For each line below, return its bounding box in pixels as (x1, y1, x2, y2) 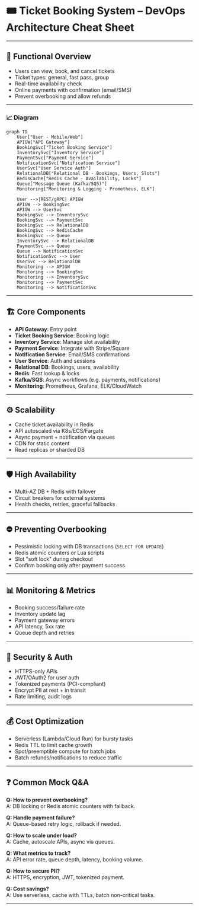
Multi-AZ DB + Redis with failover (14, 488, 96, 495)
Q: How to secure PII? (6, 867, 60, 874)
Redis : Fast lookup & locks (14, 369, 80, 376)
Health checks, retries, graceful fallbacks (14, 501, 115, 508)
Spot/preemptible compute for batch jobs (14, 748, 116, 755)
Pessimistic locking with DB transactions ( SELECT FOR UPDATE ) (14, 543, 164, 550)
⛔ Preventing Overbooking (6, 524, 107, 534)
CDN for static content (14, 439, 70, 447)
